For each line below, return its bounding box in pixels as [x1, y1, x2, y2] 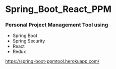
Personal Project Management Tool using [5, 21, 108, 28]
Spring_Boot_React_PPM [5, 3, 112, 15]
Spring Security [12, 38, 45, 44]
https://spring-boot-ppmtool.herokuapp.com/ [5, 58, 100, 64]
